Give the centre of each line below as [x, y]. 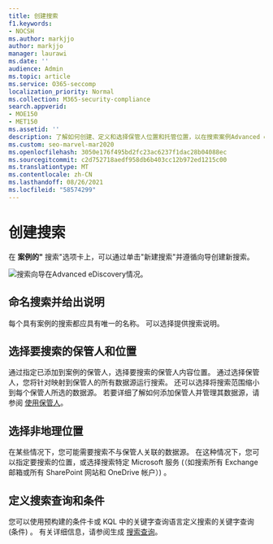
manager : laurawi [38, 54]
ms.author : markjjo [41, 39]
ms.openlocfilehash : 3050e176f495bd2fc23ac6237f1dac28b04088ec [118, 152]
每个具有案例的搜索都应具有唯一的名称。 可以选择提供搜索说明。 [116, 323]
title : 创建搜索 [33, 16]
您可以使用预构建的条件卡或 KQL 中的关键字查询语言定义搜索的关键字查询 [131, 521]
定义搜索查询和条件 [56, 500]
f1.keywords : [30, 24]
